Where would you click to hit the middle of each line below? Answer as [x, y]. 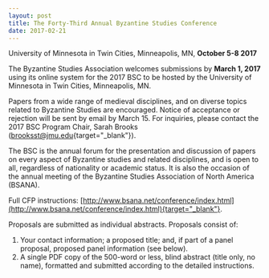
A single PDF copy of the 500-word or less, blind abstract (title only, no [137, 257]
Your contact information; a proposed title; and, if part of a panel [126, 240]
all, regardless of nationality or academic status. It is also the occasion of [129, 168]
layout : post [30, 16]
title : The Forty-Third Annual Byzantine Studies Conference [113, 23]
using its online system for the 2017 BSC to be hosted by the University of [130, 78]
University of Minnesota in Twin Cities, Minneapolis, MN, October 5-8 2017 [132, 54]
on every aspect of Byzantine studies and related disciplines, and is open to [134, 159]
